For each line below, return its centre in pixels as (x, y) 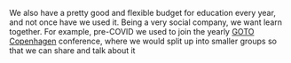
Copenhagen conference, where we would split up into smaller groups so (143, 41)
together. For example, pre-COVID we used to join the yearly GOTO (132, 31)
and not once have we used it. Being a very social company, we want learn (145, 22)
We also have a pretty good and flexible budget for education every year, (143, 13)
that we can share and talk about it (72, 51)
